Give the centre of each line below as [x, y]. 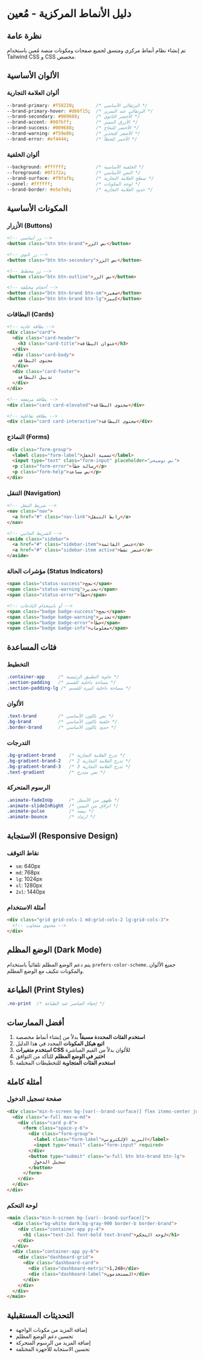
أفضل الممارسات [36, 1022]
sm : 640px [28, 866]
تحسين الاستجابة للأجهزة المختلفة [52, 1349]
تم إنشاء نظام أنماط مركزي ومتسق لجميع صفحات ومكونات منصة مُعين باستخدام [96, 50]
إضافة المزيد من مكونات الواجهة [51, 1330]
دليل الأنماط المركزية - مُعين [69, 14]
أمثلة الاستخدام [26, 907]
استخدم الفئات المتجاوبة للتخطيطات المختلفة [65, 1063]
